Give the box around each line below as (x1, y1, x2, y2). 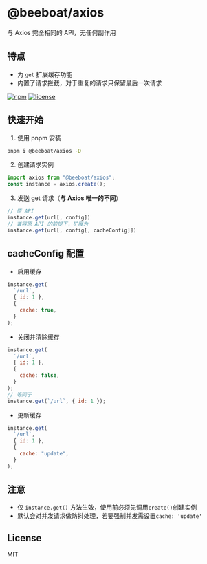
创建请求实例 (17, 160, 54, 169)
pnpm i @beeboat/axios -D (7, 147, 81, 154)
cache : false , (19, 372, 60, 379)
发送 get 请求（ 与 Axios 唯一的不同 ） (17, 194, 122, 202)
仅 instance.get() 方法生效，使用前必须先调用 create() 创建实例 (17, 503, 197, 512)
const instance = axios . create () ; (7, 181, 107, 188)
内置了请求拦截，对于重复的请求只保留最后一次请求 (17, 78, 162, 87)
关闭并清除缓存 (17, 332, 60, 341)
